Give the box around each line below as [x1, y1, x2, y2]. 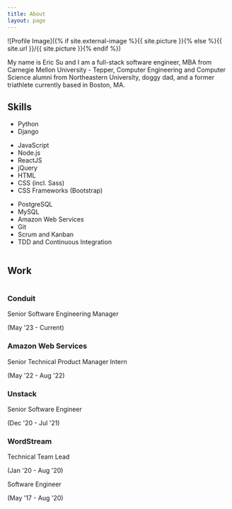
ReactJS [17, 156, 42, 165]
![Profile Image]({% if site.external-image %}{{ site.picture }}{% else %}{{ [7, 36, 223, 45]
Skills [7, 101, 32, 113]
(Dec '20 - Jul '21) [7, 419, 60, 427]
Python [17, 120, 39, 128]
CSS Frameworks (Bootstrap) [17, 186, 103, 195]
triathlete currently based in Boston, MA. [7, 80, 125, 89]
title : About [7, 10, 46, 18]
